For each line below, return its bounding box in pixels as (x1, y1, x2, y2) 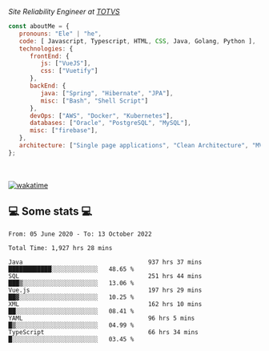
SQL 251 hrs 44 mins (8, 272, 203, 280)
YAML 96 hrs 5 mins (8, 314, 195, 322)
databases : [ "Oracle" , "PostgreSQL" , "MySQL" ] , (29, 119, 192, 127)
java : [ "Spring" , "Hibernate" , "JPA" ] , (40, 89, 174, 97)
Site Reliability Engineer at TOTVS (8, 7, 120, 16)
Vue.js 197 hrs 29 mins (8, 286, 203, 294)
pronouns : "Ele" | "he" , (18, 30, 102, 38)
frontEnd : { (29, 52, 70, 60)
